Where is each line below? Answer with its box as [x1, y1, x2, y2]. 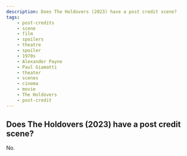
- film [17, 31, 33, 37]
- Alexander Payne [17, 58, 63, 64]
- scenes [17, 75, 39, 81]
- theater [17, 70, 42, 76]
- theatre [17, 42, 42, 48]
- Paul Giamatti [17, 64, 58, 70]
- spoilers [17, 36, 44, 42]
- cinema [17, 81, 39, 87]
